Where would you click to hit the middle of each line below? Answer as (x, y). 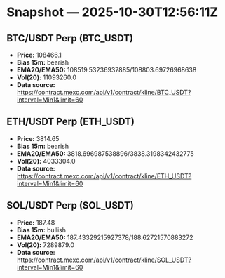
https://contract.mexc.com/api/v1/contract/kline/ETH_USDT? (104, 176)
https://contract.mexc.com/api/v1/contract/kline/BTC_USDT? (104, 92)
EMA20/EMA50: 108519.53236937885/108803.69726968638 (107, 70)
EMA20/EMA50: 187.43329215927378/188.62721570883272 (105, 237)
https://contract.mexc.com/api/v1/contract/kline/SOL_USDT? (104, 260)
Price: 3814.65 (38, 138)
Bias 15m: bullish (41, 230)
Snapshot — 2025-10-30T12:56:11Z (112, 12)
